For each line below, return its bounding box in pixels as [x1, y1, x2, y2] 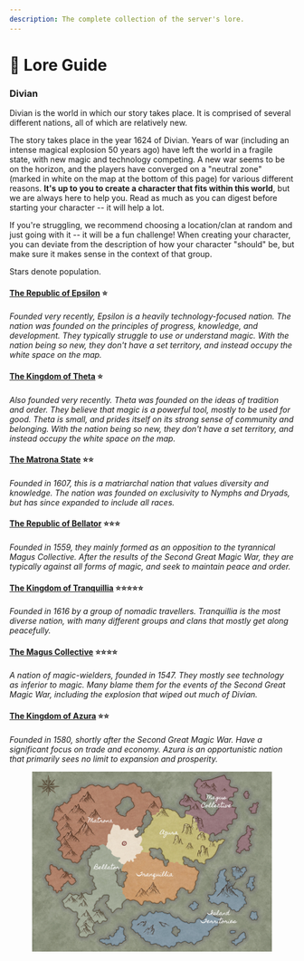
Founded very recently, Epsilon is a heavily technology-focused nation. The [9, 311, 291, 322]
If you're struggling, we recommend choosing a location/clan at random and [9, 220, 293, 231]
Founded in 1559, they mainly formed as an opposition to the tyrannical [9, 542, 276, 553]
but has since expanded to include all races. [9, 496, 175, 507]
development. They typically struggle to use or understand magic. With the [9, 331, 290, 341]
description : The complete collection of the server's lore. [9, 14, 245, 24]
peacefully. [9, 625, 52, 636]
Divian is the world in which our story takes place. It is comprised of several [9, 108, 291, 119]
